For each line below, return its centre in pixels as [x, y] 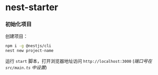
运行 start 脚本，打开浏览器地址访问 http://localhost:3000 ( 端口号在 [79, 61]
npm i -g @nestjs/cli [28, 46]
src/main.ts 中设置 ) [26, 67]
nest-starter [32, 7]
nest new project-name [29, 51]
